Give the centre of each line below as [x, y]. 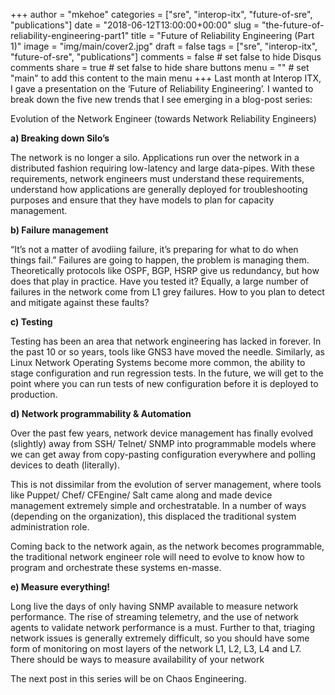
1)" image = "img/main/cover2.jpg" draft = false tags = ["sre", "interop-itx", [164, 46]
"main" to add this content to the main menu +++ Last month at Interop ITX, [166, 78]
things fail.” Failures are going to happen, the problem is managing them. [160, 260]
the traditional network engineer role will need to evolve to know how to [157, 557]
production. [34, 394]
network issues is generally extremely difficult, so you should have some [160, 638]
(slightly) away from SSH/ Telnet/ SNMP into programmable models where [163, 443]
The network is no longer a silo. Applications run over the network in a [155, 157]
